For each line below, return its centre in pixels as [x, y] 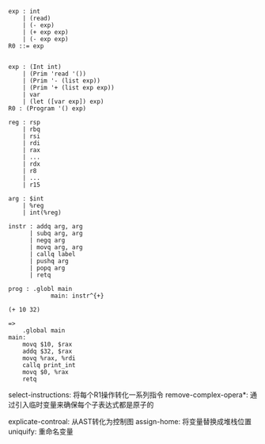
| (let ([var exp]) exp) [63, 101]
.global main [44, 331]
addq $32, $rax [47, 351]
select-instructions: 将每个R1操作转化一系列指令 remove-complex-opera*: [128, 395]
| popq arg [47, 268]
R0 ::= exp [26, 46]
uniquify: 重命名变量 [41, 431]
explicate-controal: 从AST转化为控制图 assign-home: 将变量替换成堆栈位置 [130, 421]
